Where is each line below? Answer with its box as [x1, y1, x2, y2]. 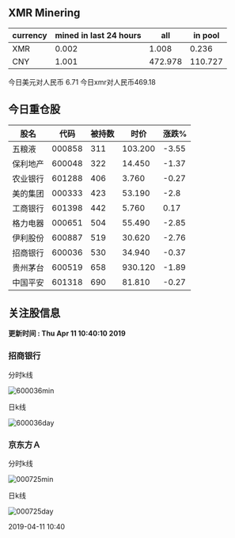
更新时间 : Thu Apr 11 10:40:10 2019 [8, 328, 126, 339]
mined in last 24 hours [55, 29, 142, 40]
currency [12, 29, 47, 40]
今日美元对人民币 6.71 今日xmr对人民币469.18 [8, 77, 156, 86]
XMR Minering [8, 6, 81, 20]
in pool [193, 29, 220, 40]
